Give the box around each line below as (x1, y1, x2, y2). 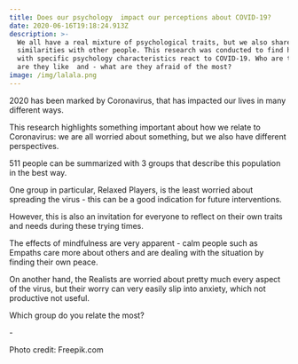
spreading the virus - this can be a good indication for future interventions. (9, 194, 282, 204)
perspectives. (9, 140, 59, 151)
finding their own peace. (9, 257, 98, 267)
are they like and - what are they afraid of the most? (17, 63, 232, 72)
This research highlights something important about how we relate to (9, 122, 262, 132)
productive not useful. (9, 292, 90, 303)
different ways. (9, 104, 64, 115)
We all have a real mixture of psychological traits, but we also (17, 37, 268, 47)
